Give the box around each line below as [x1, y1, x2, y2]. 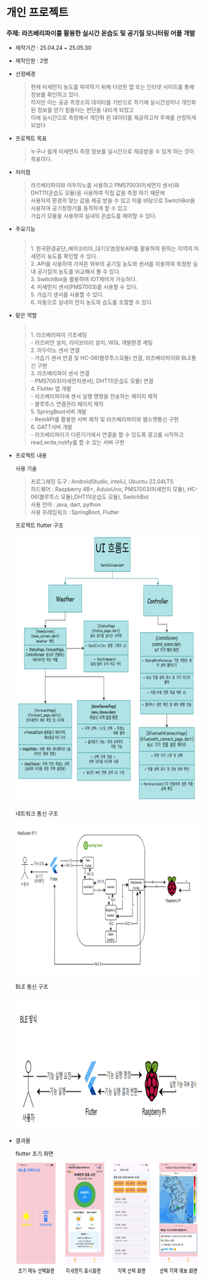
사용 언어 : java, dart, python [30, 501, 101, 509]
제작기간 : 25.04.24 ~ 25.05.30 [15, 44, 92, 52]
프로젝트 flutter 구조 [15, 521, 64, 529]
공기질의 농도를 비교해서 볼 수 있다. [37, 268, 121, 275]
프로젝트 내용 [15, 452, 47, 459]
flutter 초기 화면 [15, 1150, 54, 1158]
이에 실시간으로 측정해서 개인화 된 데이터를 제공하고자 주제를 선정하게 [30, 114, 196, 122]
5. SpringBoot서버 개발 [30, 408, 87, 415]
